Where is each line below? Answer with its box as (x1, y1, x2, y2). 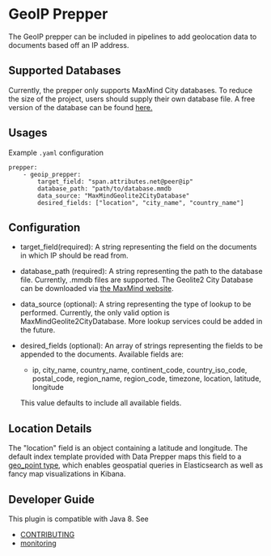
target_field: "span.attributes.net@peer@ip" (37, 177, 194, 186)
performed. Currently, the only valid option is (19, 308, 170, 318)
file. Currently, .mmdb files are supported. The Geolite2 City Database (19, 275, 253, 284)
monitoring (19, 538, 57, 548)
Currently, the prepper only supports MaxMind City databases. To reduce (8, 85, 253, 95)
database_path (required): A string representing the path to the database (19, 267, 263, 276)
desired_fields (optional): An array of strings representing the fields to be (19, 341, 263, 351)
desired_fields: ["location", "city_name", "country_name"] (37, 199, 244, 207)
